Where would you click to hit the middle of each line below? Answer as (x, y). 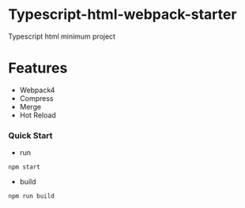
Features (38, 68)
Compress (36, 98)
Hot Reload (38, 115)
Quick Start (30, 136)
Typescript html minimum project (62, 36)
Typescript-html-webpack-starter (122, 15)
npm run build (32, 196)
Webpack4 (37, 90)
